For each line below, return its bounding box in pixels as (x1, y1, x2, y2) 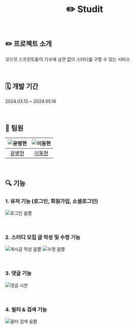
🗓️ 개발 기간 (5, 82, 39, 91)
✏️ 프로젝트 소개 (5, 39, 52, 48)
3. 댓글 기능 (5, 270, 32, 277)
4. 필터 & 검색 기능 (5, 306, 47, 313)
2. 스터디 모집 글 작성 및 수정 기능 (5, 233, 81, 241)
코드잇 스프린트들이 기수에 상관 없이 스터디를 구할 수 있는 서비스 (5, 56, 130, 62)
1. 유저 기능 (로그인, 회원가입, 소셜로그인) (5, 198, 98, 205)
